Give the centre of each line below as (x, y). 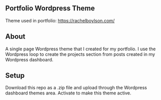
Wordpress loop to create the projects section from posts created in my (80, 54)
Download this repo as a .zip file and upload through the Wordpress (76, 88)
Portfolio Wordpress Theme (50, 8)
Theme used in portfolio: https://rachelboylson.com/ (60, 20)
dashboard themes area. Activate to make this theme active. (68, 93)
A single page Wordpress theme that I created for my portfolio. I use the (81, 49)
